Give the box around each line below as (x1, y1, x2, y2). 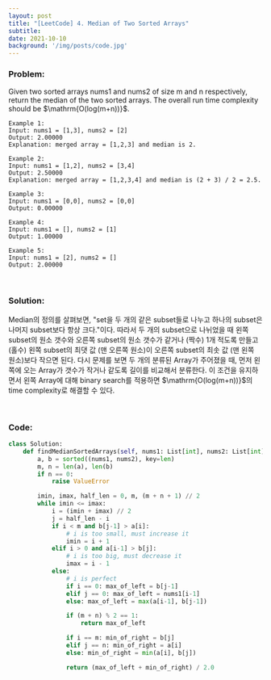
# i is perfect (65, 574, 117, 582)
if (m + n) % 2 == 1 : (65, 611, 139, 620)
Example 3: (8, 191, 45, 199)
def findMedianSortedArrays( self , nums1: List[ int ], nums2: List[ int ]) (23, 447, 269, 455)
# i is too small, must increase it (65, 530, 190, 538)
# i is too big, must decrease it (65, 552, 182, 560)
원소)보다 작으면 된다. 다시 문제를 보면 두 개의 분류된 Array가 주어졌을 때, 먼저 (8, 355, 252, 364)
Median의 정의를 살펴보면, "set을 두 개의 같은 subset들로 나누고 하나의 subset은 (8, 314, 263, 324)
